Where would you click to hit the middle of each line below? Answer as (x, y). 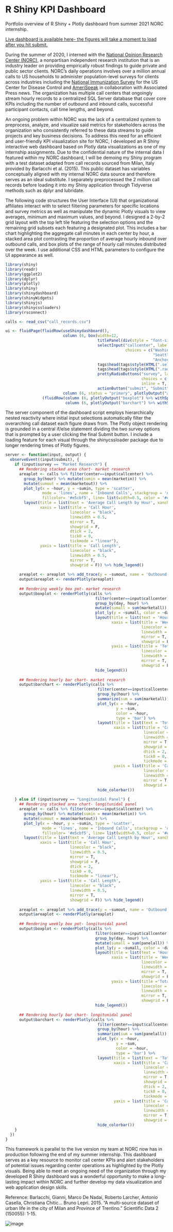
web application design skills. (37, 1187)
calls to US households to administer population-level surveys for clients (82, 76)
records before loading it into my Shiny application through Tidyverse (79, 185)
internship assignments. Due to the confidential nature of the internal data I (85, 152)
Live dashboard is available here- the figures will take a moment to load (81, 39)
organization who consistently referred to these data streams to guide (79, 130)
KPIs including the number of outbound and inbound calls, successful (79, 103)
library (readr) (22, 269)
